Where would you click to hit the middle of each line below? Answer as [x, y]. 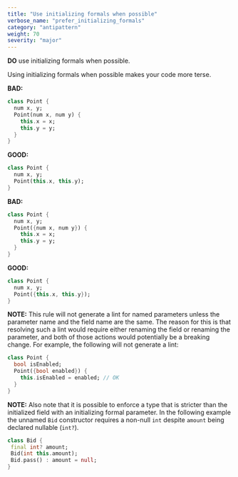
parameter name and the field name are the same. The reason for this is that [119, 322]
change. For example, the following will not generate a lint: [93, 345]
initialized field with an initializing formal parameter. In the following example [119, 412]
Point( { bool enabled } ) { [51, 371]
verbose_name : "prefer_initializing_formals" [76, 21]
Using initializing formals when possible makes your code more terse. [109, 75]
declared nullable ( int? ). [43, 427]
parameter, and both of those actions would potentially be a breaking [109, 337]
